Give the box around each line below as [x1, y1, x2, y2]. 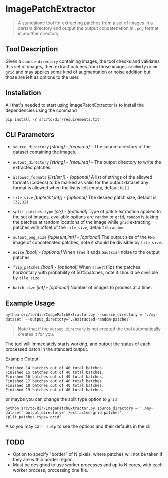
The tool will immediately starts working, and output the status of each [5, 341, 151, 347]
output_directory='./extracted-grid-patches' [25, 410, 122, 415]
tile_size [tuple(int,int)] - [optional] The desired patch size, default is [12, 194, 157, 201]
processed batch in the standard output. [5, 346, 89, 352]
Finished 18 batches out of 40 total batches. [5, 383, 104, 388]
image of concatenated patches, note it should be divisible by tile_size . [12, 239, 163, 246]
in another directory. [17, 30, 60, 36]
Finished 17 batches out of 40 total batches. [5, 379, 104, 384]
